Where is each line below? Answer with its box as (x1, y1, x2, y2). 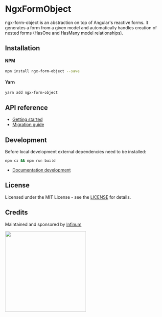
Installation (5, 44, 40, 52)
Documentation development (12, 167, 71, 173)
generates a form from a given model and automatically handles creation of (5, 24, 157, 30)
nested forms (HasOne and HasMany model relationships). (5, 30, 123, 36)
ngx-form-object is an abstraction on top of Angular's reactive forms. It (5, 20, 148, 25)
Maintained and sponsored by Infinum (5, 221, 82, 227)
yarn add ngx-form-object (5, 90, 58, 95)
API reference (5, 104, 48, 112)
